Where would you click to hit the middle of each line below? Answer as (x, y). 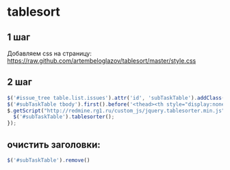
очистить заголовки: (54, 144)
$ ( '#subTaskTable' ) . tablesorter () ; (64, 117)
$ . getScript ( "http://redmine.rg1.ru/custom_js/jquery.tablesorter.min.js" (116, 111)
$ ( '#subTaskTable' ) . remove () (49, 160)
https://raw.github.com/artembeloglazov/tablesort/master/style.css (102, 61)
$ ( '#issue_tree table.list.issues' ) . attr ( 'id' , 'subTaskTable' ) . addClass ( (116, 98)
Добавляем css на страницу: (50, 53)
